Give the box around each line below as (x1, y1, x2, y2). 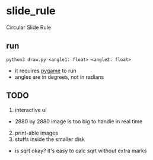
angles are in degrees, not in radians (14, 73, 104, 81)
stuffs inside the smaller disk (14, 135, 85, 143)
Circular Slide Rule (6, 24, 52, 31)
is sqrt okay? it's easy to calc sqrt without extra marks (14, 147, 147, 154)
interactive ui (14, 106, 47, 113)
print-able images (14, 129, 58, 136)
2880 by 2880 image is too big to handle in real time (14, 117, 143, 125)
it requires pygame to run (14, 67, 77, 74)
